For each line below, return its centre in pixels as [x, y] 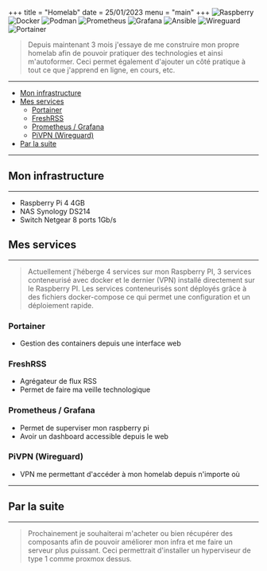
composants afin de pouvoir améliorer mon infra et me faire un [130, 542]
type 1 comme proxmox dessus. [80, 558]
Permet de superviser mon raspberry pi [84, 428]
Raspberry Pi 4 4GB [52, 202]
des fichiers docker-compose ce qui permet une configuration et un [139, 297]
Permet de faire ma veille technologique [85, 389]
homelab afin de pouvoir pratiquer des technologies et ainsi [125, 53]
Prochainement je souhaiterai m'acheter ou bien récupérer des [130, 533]
